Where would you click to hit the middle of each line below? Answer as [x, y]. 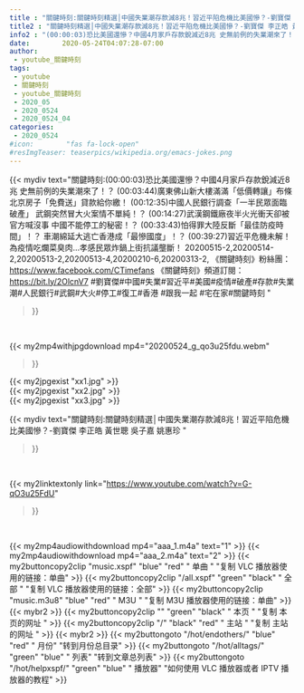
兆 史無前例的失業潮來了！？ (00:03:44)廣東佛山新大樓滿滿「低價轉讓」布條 [151, 190]
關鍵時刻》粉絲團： [255, 258]
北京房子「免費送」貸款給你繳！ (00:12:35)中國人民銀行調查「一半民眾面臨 [148, 202]
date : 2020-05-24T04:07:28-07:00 [87, 43]
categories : [32, 128]
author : [24, 52]
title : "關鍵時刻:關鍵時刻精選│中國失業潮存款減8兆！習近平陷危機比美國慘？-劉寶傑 [150, 18]
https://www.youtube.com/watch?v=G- [179, 483]
